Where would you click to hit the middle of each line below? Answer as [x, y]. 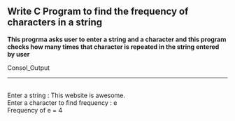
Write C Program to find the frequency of [98, 12]
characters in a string [55, 23]
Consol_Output [29, 67]
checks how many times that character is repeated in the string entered [113, 47]
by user [19, 54]
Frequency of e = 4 [35, 110]
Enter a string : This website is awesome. [66, 95]
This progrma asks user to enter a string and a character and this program [117, 39]
